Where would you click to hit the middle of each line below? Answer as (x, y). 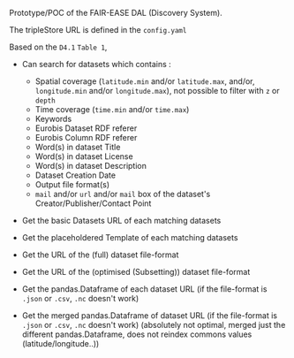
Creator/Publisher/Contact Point (93, 203)
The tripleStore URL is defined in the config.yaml (98, 30)
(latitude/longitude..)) (60, 343)
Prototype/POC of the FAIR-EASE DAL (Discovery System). (116, 13)
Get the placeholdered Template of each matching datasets (130, 237)
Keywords (53, 119)
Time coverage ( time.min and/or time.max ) (112, 109)
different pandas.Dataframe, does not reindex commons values (137, 334)
